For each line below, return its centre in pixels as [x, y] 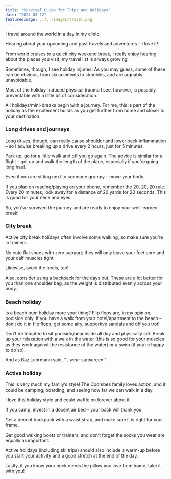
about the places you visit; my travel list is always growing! [67, 59]
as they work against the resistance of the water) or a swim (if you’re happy [85, 345]
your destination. [23, 116]
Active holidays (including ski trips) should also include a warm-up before [83, 450]
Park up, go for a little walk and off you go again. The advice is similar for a [84, 156]
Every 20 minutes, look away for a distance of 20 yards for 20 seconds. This [86, 192]
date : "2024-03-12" [26, 15]
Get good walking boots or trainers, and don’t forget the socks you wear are [85, 435]
